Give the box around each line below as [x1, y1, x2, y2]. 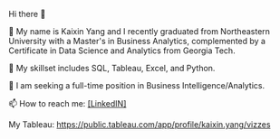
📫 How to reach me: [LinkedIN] [8, 98, 127, 108]
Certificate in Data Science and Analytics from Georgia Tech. [8, 45, 237, 56]
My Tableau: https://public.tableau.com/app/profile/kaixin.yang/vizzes [8, 119, 271, 130]
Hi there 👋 [8, 9, 46, 19]
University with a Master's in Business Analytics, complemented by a [8, 36, 266, 46]
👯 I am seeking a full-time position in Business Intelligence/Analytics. [8, 80, 265, 90]
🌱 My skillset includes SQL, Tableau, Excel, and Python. [8, 63, 216, 73]
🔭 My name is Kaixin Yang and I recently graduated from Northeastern [8, 26, 271, 36]
